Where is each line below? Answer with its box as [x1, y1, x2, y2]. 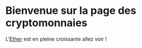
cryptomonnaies [5, 16, 88, 29]
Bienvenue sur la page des [5, 4, 137, 17]
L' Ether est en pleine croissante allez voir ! [5, 35, 107, 42]
